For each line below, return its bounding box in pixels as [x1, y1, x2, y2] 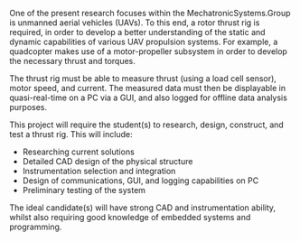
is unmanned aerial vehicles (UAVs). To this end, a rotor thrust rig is [9, 17, 260, 28]
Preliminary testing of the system [22, 185, 146, 195]
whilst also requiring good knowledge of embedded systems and [9, 212, 251, 222]
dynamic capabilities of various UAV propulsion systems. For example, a [9, 36, 278, 47]
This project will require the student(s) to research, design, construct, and [9, 119, 285, 130]
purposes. [9, 102, 48, 112]
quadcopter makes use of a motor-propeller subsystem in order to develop [9, 46, 287, 57]
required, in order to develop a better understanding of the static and [9, 27, 266, 37]
